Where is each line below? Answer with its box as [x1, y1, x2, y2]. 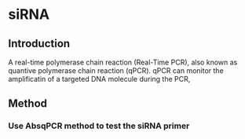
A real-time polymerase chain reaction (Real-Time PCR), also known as [8, 57, 238, 67]
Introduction [8, 37, 71, 50]
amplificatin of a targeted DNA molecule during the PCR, [8, 75, 191, 83]
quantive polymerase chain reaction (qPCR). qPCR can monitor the [8, 66, 224, 75]
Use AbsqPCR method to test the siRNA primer [8, 120, 190, 131]
